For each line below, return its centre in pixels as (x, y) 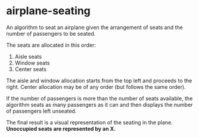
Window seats (32, 63)
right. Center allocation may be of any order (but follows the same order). (96, 86)
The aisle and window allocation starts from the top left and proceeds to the (99, 81)
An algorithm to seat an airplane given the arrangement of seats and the (94, 27)
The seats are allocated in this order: (51, 45)
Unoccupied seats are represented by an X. (61, 129)
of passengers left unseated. (41, 111)
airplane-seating (49, 11)
